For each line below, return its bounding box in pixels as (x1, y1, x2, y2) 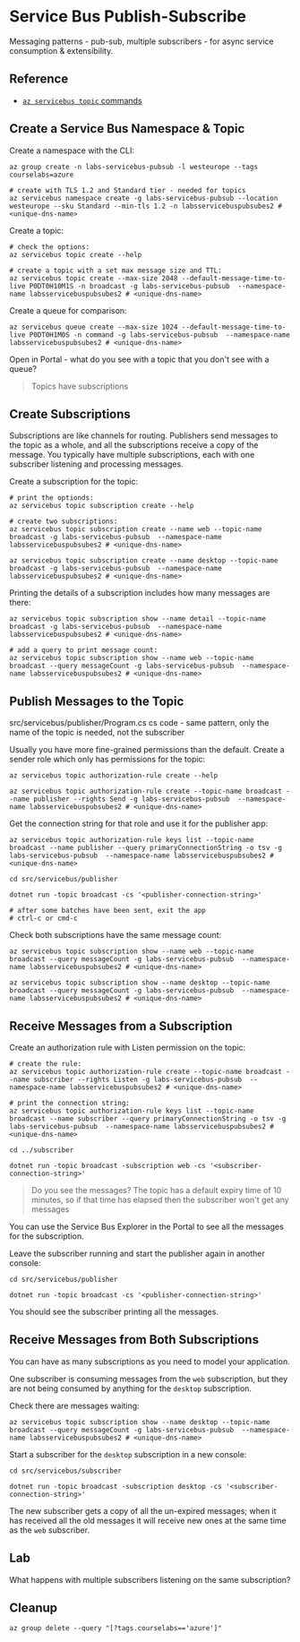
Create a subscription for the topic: (9, 477, 139, 487)
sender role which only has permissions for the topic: (9, 754, 206, 765)
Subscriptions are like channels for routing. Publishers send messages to (9, 430, 279, 441)
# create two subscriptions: (9, 517, 118, 526)
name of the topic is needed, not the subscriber (9, 727, 185, 738)
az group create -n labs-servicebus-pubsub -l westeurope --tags (9, 162, 258, 171)
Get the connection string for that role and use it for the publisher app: (9, 818, 269, 830)
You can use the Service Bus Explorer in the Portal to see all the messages (9, 1221, 284, 1232)
